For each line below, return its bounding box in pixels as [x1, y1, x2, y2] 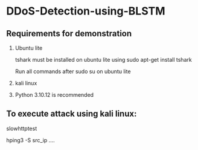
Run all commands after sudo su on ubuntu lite [14, 68, 131, 75]
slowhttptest [6, 125, 37, 132]
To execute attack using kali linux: [6, 109, 137, 119]
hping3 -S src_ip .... [6, 136, 56, 143]
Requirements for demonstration [6, 28, 132, 39]
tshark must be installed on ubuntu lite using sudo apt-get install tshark [14, 56, 192, 63]
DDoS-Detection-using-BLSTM [6, 4, 165, 18]
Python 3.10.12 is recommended [14, 91, 94, 98]
